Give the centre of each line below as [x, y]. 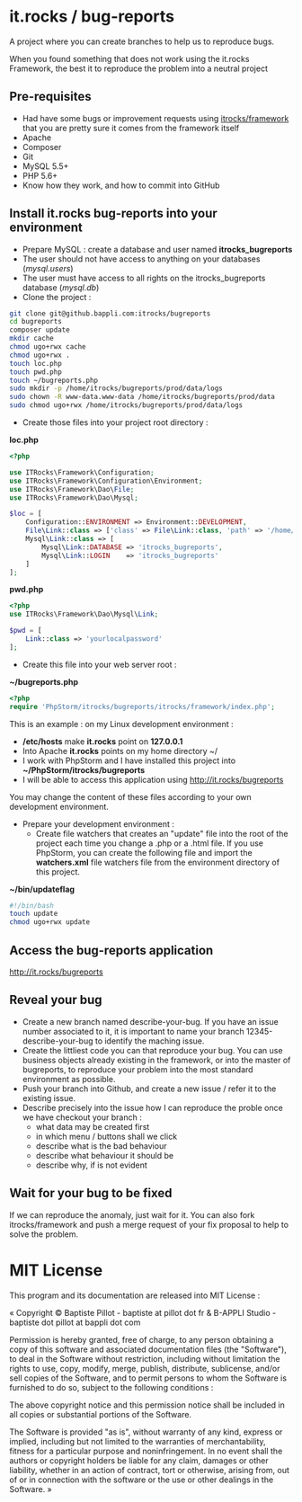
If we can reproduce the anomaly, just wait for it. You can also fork [132, 1214]
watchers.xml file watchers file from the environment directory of [158, 862]
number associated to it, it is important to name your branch [133, 1031]
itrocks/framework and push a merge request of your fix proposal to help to [149, 1224]
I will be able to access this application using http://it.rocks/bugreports [153, 779]
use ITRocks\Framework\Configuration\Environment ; [106, 481]
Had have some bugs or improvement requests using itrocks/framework [155, 118]
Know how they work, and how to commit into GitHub [121, 185]
